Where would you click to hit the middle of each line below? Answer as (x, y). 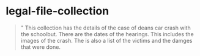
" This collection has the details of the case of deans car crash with (106, 28)
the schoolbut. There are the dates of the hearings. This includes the (107, 34)
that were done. (40, 47)
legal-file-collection (57, 11)
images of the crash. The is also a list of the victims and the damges (106, 40)
